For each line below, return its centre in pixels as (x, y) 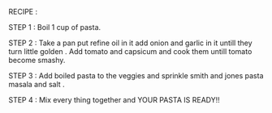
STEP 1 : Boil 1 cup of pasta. (55, 27)
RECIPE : (23, 12)
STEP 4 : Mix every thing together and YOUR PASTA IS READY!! (114, 100)
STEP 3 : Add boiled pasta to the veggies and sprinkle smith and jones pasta (136, 75)
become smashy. (37, 60)
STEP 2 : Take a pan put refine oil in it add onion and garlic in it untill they (131, 43)
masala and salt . (37, 84)
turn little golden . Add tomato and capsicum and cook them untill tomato (130, 51)
